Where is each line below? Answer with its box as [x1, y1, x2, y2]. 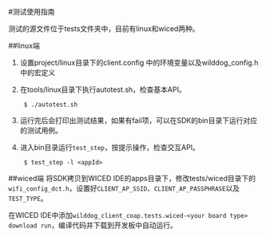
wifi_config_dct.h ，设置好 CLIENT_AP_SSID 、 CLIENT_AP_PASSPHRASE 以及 [8, 184, 240, 193]
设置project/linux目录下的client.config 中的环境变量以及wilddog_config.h [19, 58, 259, 67]
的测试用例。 [19, 126, 62, 135]
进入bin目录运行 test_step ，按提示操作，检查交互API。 [19, 143, 200, 152]
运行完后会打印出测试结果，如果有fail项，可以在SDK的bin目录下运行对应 [19, 116, 258, 125]
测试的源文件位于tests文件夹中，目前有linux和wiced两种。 [8, 24, 200, 34]
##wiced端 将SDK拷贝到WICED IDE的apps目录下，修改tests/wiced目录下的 [8, 174, 256, 183]
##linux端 [8, 41, 40, 50]
